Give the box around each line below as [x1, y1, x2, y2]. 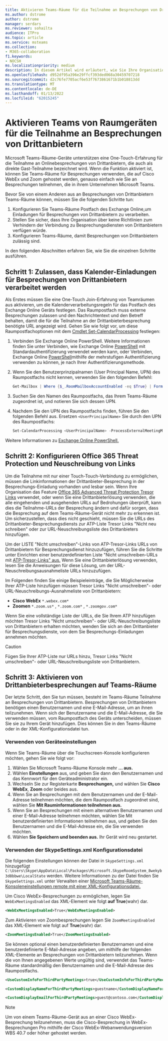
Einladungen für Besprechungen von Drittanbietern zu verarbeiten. [12, 211, 150, 217]
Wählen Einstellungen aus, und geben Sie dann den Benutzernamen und [12, 770, 163, 776]
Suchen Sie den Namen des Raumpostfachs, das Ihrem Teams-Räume [12, 393, 157, 399]
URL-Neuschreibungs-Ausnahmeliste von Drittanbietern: [5, 588, 121, 594]
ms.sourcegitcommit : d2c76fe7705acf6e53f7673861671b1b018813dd [5, 77, 140, 82]
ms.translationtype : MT [5, 81, 55, 86]
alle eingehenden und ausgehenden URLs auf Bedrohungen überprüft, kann [5, 499, 161, 505]
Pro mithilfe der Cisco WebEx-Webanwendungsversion [39, 1024, 152, 1030]
